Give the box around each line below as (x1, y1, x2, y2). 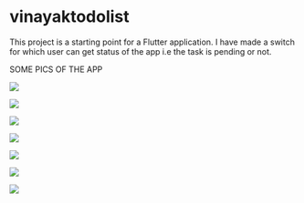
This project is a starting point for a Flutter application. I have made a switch (9, 36, 295, 47)
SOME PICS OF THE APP (9, 64, 103, 75)
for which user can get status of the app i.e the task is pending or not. (9, 46, 272, 56)
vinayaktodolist (9, 6, 130, 27)
